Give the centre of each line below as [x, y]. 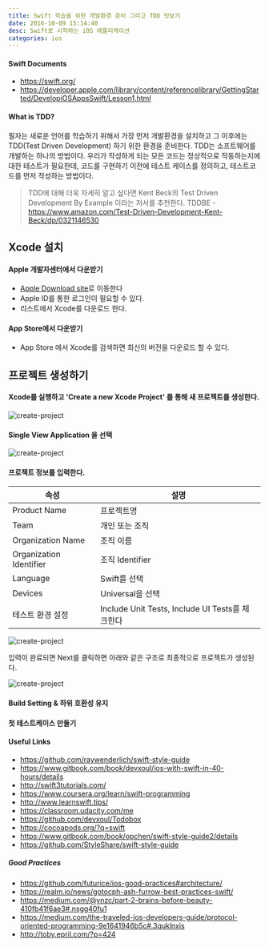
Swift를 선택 [122, 579]
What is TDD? [32, 117]
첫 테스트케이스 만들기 [42, 723]
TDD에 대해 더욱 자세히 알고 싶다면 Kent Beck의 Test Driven [123, 192]
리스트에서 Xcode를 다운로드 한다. [73, 308]
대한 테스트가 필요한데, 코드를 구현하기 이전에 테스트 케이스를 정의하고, [118, 166]
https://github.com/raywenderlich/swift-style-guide [105, 759]
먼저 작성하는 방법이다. [58, 175]
